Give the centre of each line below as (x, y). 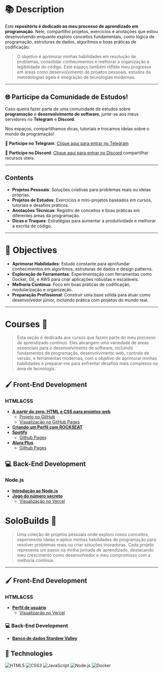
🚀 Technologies (29, 654)
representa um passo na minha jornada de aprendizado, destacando (85, 550)
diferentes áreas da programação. (46, 216)
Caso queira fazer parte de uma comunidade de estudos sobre (68, 109)
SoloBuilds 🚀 (31, 521)
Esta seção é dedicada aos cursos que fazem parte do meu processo (86, 337)
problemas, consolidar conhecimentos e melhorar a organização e (83, 61)
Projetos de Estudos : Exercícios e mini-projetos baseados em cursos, (82, 200)
